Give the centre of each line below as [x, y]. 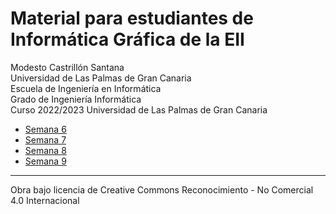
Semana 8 [45, 150]
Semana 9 [45, 161]
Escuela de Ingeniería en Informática [86, 88]
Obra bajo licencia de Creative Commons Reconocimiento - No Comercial [162, 189]
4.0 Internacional [45, 200]
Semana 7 [45, 139]
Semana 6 [45, 129]
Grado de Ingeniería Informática [76, 99]
